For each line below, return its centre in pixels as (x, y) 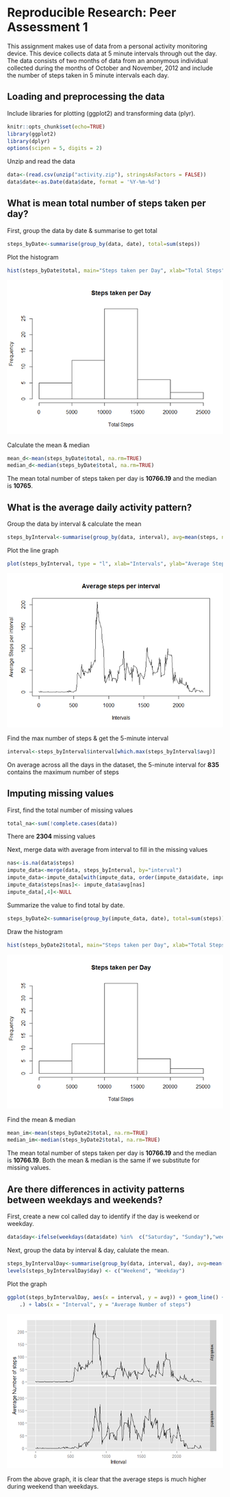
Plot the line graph (33, 550)
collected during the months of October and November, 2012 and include (110, 68)
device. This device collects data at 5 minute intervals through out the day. (112, 53)
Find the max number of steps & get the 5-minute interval (88, 738)
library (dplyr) (29, 141)
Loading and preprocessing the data (86, 97)
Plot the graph (27, 1284)
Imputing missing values (61, 793)
